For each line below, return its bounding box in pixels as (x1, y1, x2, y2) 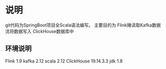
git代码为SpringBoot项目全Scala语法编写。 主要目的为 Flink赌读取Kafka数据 (5, 22, 161, 28)
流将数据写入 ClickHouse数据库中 (5, 28, 74, 34)
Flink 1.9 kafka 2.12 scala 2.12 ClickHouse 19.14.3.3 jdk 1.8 (5, 58, 123, 64)
